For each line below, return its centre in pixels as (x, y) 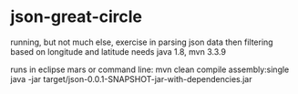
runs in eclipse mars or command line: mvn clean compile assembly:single (150, 69)
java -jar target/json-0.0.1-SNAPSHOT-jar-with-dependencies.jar (131, 78)
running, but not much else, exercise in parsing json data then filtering (142, 42)
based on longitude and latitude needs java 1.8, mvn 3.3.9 (118, 51)
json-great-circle (76, 17)
